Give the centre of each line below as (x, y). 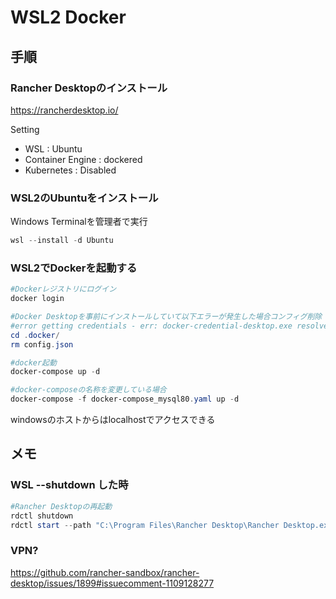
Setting (25, 129)
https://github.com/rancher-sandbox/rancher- (105, 572)
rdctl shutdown (42, 516)
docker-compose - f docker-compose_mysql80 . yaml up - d (125, 399)
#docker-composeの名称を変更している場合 (88, 390)
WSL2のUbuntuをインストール (84, 198)
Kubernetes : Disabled (70, 170)
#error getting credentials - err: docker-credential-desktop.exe (151, 326)
